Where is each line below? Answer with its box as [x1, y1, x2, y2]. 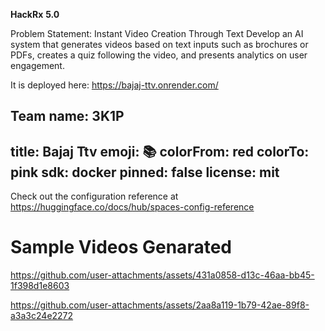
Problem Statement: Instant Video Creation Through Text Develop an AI [10, 28, 304, 39]
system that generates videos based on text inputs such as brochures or [10, 39, 309, 50]
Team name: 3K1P [10, 108, 125, 125]
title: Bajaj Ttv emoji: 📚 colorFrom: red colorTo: [10, 143, 310, 160]
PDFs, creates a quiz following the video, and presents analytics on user [10, 49, 308, 61]
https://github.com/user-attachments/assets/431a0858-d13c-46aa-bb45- [10, 269, 315, 281]
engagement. [10, 60, 65, 71]
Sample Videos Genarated [10, 236, 232, 259]
